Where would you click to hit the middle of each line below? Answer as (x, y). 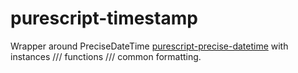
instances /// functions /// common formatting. (106, 56)
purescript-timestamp (104, 18)
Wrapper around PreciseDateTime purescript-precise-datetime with (149, 46)
